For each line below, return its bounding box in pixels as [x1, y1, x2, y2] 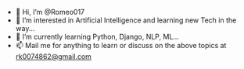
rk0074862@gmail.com [15, 52, 92, 61]
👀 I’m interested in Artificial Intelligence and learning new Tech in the [15, 16, 237, 25]
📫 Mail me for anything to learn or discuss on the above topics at [15, 41, 227, 50]
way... [15, 24, 35, 33]
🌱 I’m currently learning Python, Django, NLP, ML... [15, 32, 180, 41]
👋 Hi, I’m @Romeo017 [15, 8, 84, 16]
